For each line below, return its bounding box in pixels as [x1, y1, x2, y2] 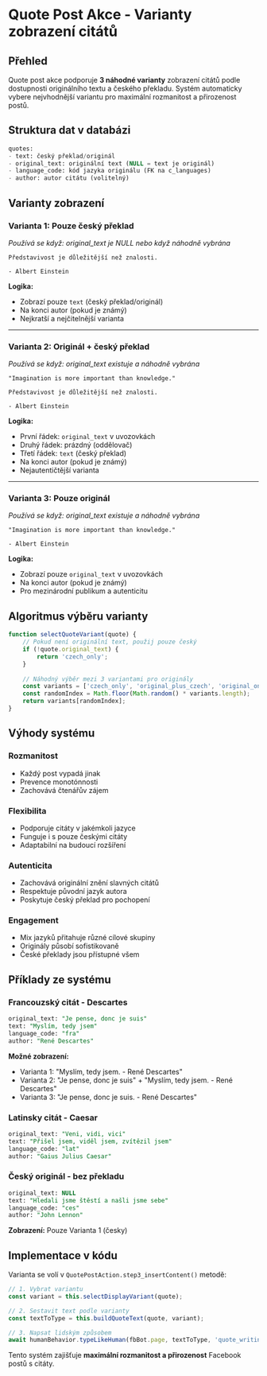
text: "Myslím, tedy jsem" [8, 1022, 98, 1031]
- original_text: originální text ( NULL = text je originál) [8, 159, 215, 168]
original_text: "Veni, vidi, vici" [8, 1129, 126, 1138]
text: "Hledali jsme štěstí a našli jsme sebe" [8, 1196, 169, 1204]
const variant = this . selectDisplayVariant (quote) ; [8, 1292, 183, 1300]
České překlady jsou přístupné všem [19, 950, 140, 959]
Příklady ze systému [8, 973, 111, 986]
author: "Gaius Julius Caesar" [8, 1152, 112, 1160]
